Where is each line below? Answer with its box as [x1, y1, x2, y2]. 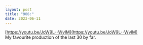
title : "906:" [5, 12, 35, 16]
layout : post [5, 7, 32, 12]
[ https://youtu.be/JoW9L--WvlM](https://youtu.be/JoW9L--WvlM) [5, 30, 138, 35]
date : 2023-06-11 [5, 16, 41, 21]
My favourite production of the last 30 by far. [5, 34, 96, 40]
